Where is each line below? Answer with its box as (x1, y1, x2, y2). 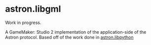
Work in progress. (5, 20, 41, 25)
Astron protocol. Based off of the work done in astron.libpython (5, 34, 134, 40)
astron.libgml (5, 3, 61, 15)
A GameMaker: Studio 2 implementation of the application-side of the (5, 29, 147, 35)
